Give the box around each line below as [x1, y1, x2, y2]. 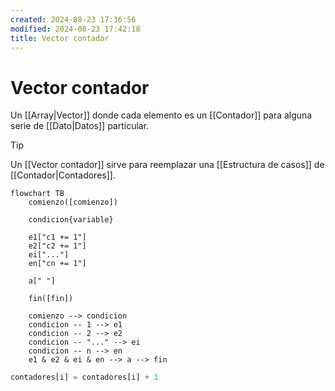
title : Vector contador [10, 33, 110, 43]
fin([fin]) [28, 294, 74, 304]
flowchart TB [10, 189, 65, 199]
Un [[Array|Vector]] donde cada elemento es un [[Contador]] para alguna [10, 109, 313, 121]
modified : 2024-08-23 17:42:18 [10, 24, 141, 34]
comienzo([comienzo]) [28, 197, 118, 208]
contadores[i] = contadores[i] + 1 [10, 372, 159, 383]
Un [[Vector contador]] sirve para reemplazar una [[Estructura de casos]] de [10, 159, 325, 171]
